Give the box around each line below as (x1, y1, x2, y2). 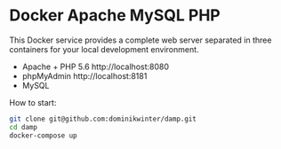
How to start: (9, 97, 57, 107)
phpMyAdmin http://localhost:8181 (21, 70, 148, 81)
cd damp (9, 122, 38, 131)
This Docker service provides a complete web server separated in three (9, 35, 272, 45)
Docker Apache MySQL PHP (9, 5, 221, 26)
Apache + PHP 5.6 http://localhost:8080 (21, 61, 170, 72)
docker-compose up (9, 130, 77, 140)
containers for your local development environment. (9, 43, 199, 54)
